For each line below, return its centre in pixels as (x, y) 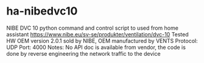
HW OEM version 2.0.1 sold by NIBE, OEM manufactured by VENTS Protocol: (102, 41)
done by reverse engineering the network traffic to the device (83, 53)
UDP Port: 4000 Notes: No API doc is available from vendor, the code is (96, 47)
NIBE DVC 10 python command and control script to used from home (92, 28)
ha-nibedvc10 (42, 11)
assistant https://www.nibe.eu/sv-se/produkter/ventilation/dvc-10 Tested (97, 34)
